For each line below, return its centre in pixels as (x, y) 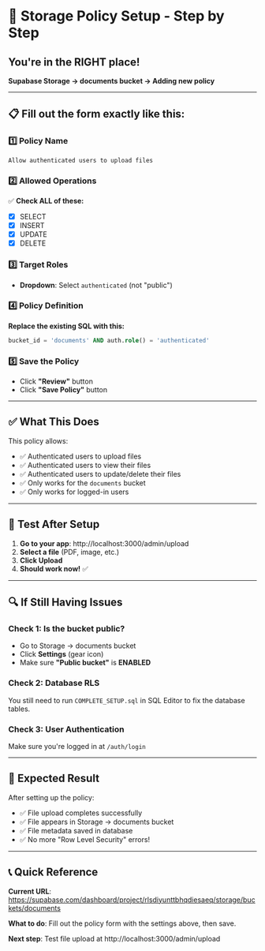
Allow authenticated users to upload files (81, 160)
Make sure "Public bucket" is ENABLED (85, 663)
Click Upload (41, 560)
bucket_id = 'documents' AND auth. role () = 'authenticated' (109, 340)
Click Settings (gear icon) (62, 654)
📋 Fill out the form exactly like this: (97, 114)
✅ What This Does (54, 422)
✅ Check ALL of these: (46, 200)
